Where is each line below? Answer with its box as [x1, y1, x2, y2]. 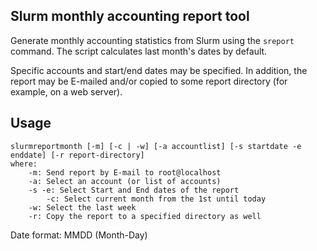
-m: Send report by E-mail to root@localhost [28, 167, 222, 178]
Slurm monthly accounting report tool [10, 8, 250, 25]
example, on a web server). [10, 85, 123, 98]
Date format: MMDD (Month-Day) [10, 229, 148, 241]
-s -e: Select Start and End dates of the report [28, 185, 240, 195]
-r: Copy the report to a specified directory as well [28, 211, 262, 221]
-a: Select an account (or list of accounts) [28, 176, 222, 186]
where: [10, 159, 38, 169]
